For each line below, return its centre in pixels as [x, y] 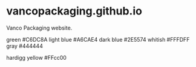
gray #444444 [25, 46]
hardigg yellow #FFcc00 [36, 57]
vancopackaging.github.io [74, 11]
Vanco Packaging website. [39, 28]
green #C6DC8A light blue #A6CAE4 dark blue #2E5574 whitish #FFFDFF [98, 39]
